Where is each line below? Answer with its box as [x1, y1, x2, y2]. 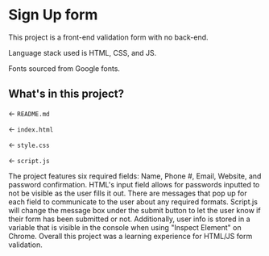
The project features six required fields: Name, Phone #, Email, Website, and [8, 171, 262, 181]
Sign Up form [8, 6, 98, 24]
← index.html [8, 124, 54, 134]
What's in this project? [8, 87, 125, 101]
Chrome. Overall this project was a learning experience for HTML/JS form [8, 231, 253, 241]
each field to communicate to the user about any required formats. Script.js [8, 196, 258, 207]
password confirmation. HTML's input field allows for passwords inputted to [8, 179, 260, 189]
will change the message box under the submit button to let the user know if [8, 205, 261, 215]
